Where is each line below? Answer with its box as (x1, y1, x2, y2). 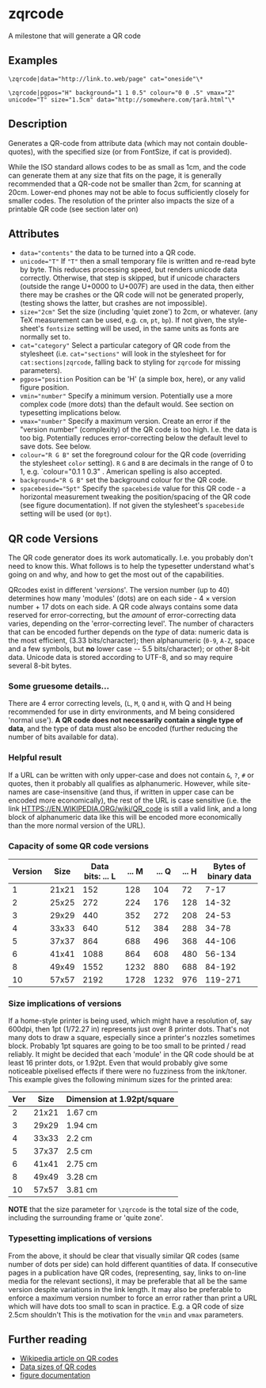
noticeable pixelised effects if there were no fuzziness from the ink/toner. (8, 1066, 247, 1076)
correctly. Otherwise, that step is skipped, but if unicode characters (19, 273, 240, 283)
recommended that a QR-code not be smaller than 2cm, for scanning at (8, 179, 241, 189)
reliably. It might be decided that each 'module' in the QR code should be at (8, 1050, 255, 1059)
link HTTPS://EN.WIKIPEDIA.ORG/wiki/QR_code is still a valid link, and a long (8, 803, 257, 813)
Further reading (8, 1333, 87, 1347)
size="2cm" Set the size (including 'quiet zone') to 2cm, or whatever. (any (19, 307, 258, 317)
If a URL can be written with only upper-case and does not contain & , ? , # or (8, 770, 255, 780)
